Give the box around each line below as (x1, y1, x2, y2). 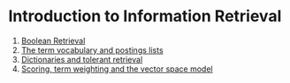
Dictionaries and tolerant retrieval (20, 54, 143, 64)
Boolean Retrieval (20, 35, 86, 46)
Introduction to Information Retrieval (8, 6, 282, 26)
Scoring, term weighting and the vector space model (20, 64, 213, 74)
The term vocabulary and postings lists (20, 44, 164, 55)
